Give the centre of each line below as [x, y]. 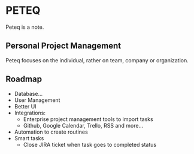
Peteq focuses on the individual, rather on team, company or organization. [97, 60]
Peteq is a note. [25, 27]
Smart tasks [29, 138]
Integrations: [30, 113]
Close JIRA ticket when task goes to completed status [90, 144]
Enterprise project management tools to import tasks [88, 119]
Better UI [25, 106]
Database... [28, 93]
